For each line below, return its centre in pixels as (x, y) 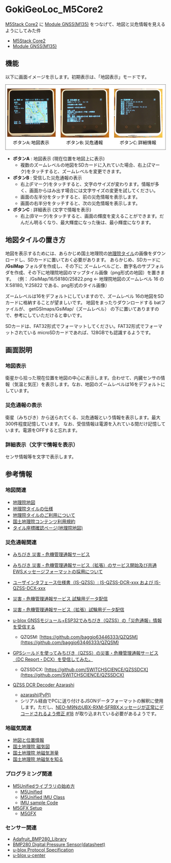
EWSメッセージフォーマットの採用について (58, 572)
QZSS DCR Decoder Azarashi (44, 685)
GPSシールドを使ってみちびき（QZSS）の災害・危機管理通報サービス (85, 653)
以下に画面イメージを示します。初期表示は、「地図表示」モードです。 (77, 77)
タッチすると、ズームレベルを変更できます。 (77, 171)
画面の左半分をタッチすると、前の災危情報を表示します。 (80, 197)
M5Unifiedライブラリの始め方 (44, 786)
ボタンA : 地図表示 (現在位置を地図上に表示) (59, 158)
